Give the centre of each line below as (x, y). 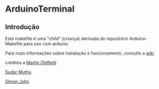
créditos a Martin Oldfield (31, 62)
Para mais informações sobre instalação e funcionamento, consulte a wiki (80, 53)
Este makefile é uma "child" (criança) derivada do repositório (67, 38)
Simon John (17, 81)
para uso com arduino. (47, 44)
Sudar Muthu (18, 72)
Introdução (22, 27)
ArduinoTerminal (40, 9)
